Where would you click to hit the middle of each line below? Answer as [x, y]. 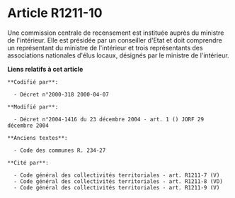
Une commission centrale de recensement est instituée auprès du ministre [116, 33]
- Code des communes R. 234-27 [60, 150]
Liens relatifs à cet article [45, 69]
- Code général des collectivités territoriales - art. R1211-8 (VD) [118, 181]
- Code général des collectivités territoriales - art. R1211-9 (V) [117, 187]
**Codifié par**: [33, 82]
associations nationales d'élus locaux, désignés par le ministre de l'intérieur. [118, 55]
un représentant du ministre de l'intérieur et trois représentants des [105, 48]
